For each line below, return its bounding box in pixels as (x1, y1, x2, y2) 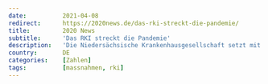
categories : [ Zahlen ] (8, 57, 92, 65)
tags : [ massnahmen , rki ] (8, 64, 125, 72)
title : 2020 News (8, 26, 95, 34)
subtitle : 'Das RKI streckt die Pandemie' (8, 34, 171, 42)
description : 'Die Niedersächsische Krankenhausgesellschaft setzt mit (8, 42, 262, 50)
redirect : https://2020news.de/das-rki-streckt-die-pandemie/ (8, 19, 240, 27)
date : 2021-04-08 (8, 11, 99, 20)
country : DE (8, 49, 70, 57)
